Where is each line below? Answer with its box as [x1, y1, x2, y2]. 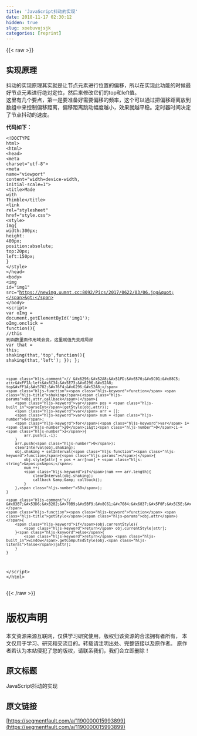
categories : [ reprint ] [6, 31, 62, 36]
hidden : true [6, 19, 38, 25]
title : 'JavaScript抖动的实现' [6, 8, 78, 15]
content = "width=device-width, [6, 176, 80, 182]
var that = [6, 342, 33, 348]
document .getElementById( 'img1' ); [6, 315, 91, 321]
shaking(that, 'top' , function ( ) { [6, 352, 85, 358]
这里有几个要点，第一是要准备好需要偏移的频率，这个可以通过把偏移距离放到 [6, 96, 191, 103]
